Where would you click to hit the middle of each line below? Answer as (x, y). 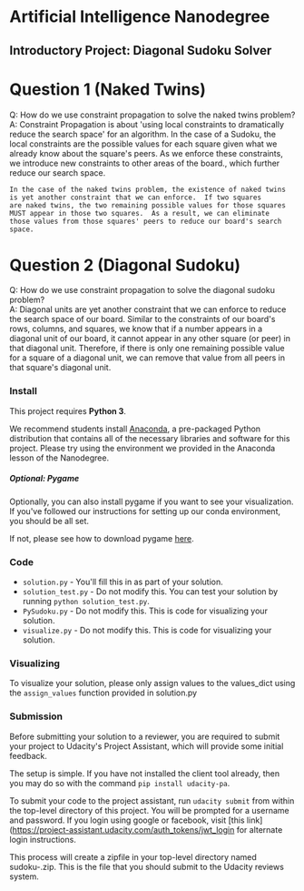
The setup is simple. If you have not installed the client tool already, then (144, 773)
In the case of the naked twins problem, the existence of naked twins (147, 189)
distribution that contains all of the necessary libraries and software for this (150, 438)
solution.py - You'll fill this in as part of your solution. (123, 582)
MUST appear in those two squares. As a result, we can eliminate (140, 213)
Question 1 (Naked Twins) (108, 89)
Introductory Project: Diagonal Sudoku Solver (141, 51)
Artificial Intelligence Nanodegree (140, 17)
